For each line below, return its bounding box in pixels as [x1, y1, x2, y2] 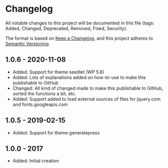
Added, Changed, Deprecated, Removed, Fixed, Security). [5, 25, 128, 31]
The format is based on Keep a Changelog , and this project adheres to [5, 35, 153, 41]
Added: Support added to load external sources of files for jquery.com [12, 96, 161, 102]
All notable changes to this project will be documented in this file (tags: [5, 20, 155, 26]
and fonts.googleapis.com [12, 101, 68, 107]
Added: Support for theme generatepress [12, 129, 100, 135]
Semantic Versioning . [5, 40, 50, 46]
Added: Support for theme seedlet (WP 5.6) [12, 69, 105, 75]
